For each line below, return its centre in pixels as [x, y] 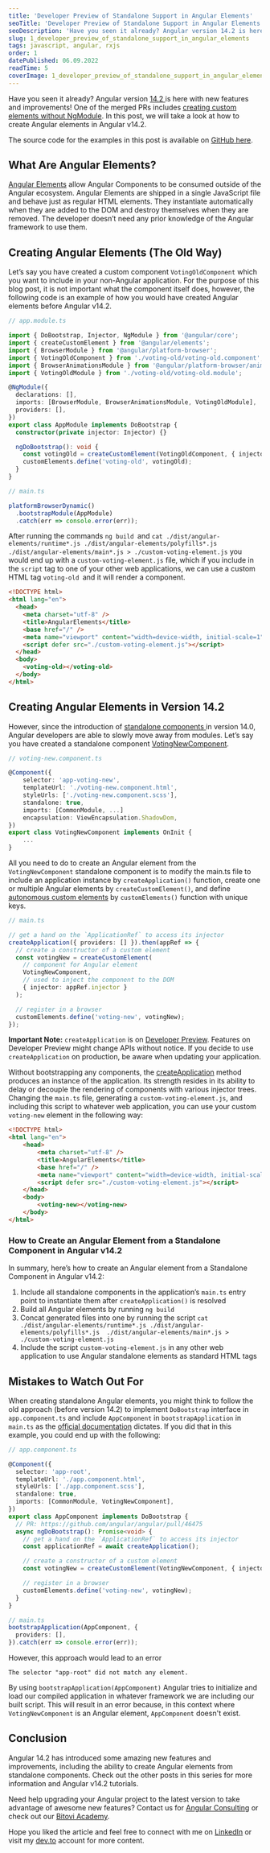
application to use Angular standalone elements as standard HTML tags [138, 1356]
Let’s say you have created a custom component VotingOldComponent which [133, 272]
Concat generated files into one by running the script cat [114, 1318]
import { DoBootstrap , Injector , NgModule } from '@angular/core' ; [124, 336]
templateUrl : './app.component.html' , [81, 1479]
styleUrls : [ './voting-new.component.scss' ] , [100, 795]
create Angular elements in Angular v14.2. [78, 124]
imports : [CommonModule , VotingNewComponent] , [95, 1502]
